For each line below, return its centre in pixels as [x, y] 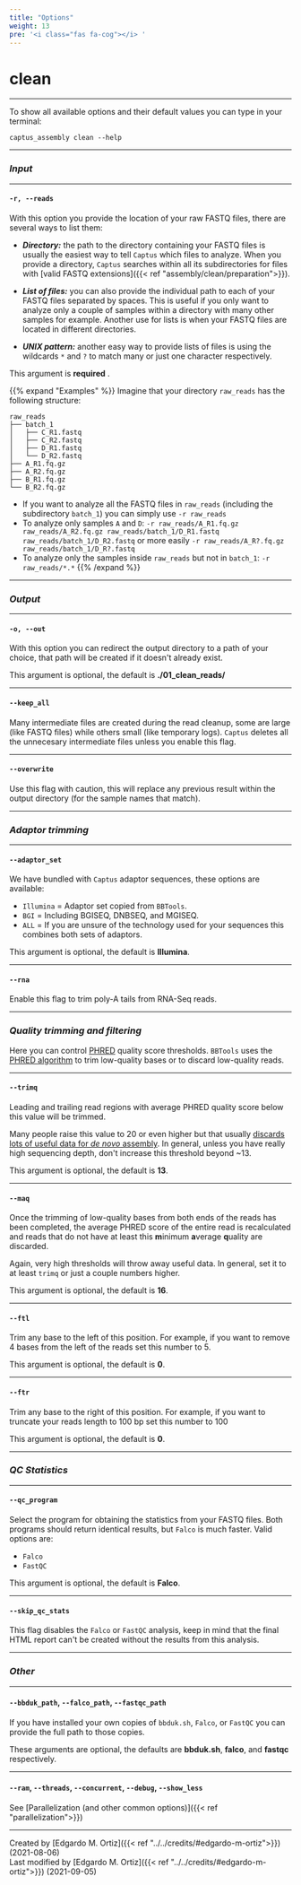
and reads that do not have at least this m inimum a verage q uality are [136, 1237]
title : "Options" [42, 17]
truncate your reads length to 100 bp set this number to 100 [119, 1421]
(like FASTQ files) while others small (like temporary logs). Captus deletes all [149, 732]
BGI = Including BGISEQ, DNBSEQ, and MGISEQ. [110, 916]
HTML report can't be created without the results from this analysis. [134, 1640]
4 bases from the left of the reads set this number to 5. [110, 1347]
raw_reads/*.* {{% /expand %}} [82, 567]
